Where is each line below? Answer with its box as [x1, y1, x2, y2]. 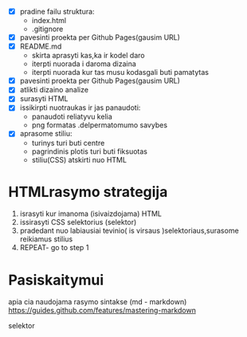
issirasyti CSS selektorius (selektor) [19, 217, 137, 227]
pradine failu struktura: [19, 7, 95, 16]
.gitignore [31, 24, 64, 34]
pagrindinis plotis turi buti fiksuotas [31, 147, 147, 156]
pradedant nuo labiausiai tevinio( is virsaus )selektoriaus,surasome [19, 226, 239, 236]
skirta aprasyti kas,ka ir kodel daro [31, 51, 145, 61]
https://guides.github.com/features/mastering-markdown [8, 306, 197, 315]
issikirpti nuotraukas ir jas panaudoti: [19, 103, 141, 112]
